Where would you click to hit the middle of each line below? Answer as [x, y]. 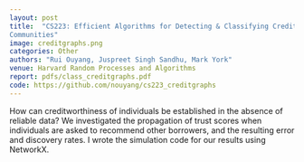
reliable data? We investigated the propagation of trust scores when [136, 120]
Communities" [34, 34]
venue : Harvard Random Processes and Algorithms [103, 69]
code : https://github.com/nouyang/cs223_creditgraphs [113, 85]
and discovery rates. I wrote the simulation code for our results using [138, 139]
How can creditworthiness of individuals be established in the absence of [146, 110]
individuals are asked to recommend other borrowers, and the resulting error [152, 130]
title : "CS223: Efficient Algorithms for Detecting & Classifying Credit [153, 26]
